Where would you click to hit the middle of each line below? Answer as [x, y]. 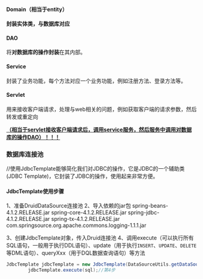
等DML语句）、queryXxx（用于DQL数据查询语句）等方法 [76, 253]
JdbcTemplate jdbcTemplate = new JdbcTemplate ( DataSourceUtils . [89, 264]
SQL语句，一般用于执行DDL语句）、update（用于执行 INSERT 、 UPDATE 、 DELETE [101, 246]
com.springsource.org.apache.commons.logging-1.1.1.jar [76, 225]
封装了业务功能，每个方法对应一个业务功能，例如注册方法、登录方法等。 [96, 80]
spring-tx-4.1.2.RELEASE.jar [85, 219]
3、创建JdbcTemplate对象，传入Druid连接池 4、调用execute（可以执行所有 [100, 238]
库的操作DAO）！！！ [33, 137]
